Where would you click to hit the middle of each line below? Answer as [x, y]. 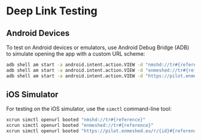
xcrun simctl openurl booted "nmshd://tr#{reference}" [76, 120]
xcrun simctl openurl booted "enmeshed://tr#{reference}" [80, 126]
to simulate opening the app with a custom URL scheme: [76, 54]
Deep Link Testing [52, 11]
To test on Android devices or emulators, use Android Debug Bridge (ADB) [98, 47]
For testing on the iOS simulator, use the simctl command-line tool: [89, 109]
